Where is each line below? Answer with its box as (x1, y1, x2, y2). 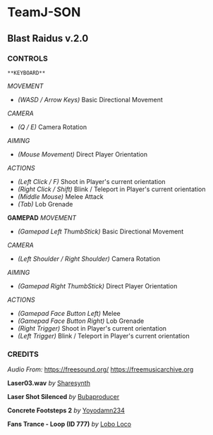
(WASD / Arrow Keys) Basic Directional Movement (17, 95, 164, 104)
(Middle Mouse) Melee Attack (17, 192, 104, 201)
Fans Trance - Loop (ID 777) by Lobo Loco (7, 420, 132, 429)
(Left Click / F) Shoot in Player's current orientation (17, 177, 166, 185)
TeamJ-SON (7, 4, 81, 20)
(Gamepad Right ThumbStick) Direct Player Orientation (17, 281, 178, 290)
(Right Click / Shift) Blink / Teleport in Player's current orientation (17, 185, 206, 193)
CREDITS (7, 349, 39, 359)
